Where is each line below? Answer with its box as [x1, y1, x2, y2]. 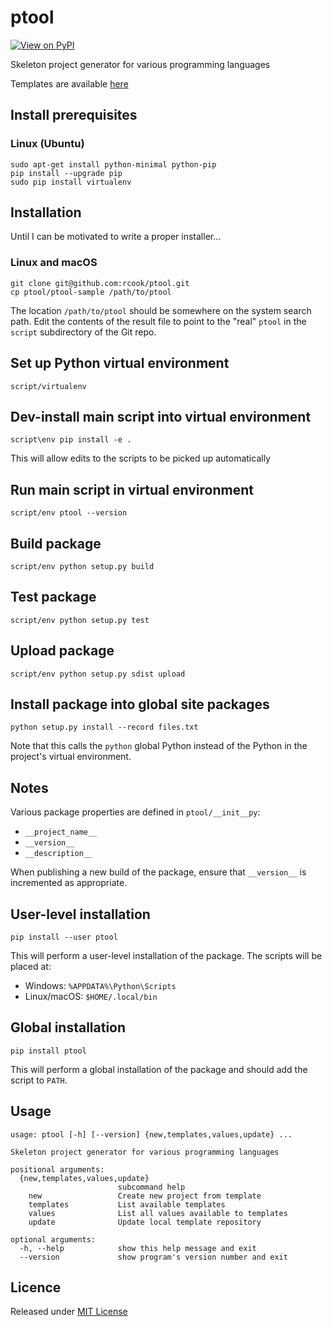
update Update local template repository [28, 1217, 262, 1227]
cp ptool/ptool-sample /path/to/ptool [10, 287, 172, 297]
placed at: [10, 961, 52, 973]
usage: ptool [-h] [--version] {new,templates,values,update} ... [10, 1129, 293, 1140]
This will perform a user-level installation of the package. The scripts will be [10, 950, 323, 962]
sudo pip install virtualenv [10, 177, 132, 187]
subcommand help [117, 1182, 186, 1192]
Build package [10, 535, 102, 552]
